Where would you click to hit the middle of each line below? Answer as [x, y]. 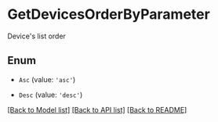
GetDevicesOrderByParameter [109, 14]
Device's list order [36, 36]
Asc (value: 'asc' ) [47, 79]
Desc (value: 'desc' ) [51, 95]
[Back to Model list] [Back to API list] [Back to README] [97, 109]
